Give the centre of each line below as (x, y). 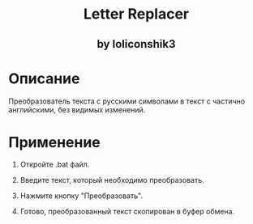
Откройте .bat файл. (55, 165)
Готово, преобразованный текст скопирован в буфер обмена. (127, 212)
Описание (44, 78)
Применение (54, 142)
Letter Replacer (136, 14)
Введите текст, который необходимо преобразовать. (112, 180)
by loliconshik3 (136, 44)
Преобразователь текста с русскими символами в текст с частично (127, 101)
